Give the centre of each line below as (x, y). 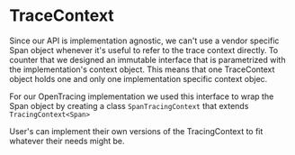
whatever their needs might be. (67, 141)
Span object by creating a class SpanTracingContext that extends (129, 105)
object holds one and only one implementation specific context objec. (139, 78)
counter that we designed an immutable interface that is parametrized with (147, 59)
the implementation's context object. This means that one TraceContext (142, 69)
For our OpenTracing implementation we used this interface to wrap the (142, 96)
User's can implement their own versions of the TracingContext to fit (136, 131)
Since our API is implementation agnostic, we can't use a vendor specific (144, 41)
